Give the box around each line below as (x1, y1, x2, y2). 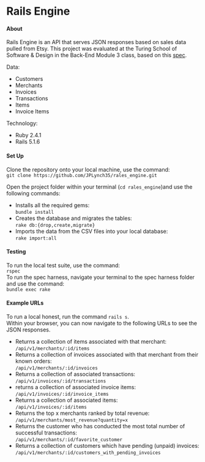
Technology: (6, 119, 38, 127)
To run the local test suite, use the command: (6, 262, 121, 269)
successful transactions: (15, 429, 78, 436)
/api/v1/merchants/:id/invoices (15, 365, 98, 371)
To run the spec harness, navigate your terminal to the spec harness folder (6, 273, 195, 281)
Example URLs (6, 299, 44, 307)
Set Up (6, 152, 24, 159)
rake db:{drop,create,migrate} (15, 222, 95, 228)
